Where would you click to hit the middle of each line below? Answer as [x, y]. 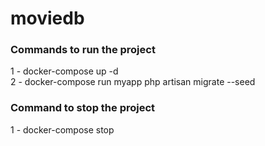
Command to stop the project [83, 108]
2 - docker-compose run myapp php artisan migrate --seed [133, 82]
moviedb [47, 18]
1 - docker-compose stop [62, 129]
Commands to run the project [83, 50]
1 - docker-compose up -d [64, 71]
